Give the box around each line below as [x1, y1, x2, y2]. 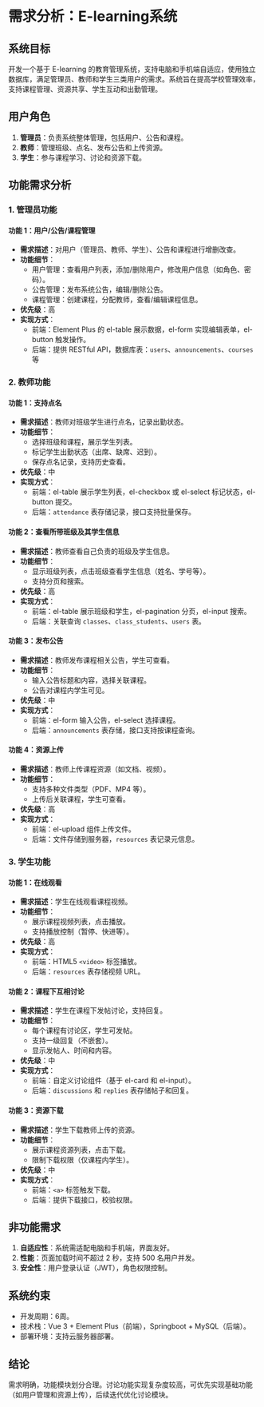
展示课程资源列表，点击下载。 [31, 1145, 130, 1154]
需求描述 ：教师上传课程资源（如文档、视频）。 [19, 764, 171, 774]
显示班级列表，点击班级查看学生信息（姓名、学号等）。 [31, 566, 211, 576]
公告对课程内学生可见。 [31, 685, 109, 695]
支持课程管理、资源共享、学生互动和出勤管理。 [8, 85, 162, 94]
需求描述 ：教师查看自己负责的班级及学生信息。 [19, 546, 174, 556]
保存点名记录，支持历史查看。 [31, 457, 130, 467]
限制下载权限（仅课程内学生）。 [31, 1154, 134, 1164]
